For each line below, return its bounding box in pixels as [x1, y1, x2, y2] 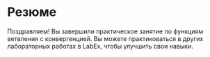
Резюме [7, 4, 57, 20]
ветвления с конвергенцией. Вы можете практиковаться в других [7, 34, 204, 42]
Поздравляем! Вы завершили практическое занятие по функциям [7, 27, 204, 35]
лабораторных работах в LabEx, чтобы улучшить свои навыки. [7, 42, 193, 50]
